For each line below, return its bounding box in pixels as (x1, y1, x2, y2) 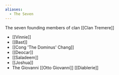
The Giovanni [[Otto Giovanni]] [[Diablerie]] (12, 64, 99, 70)
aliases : (5, 7, 23, 12)
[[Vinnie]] (12, 34, 32, 40)
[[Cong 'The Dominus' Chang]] (12, 44, 74, 50)
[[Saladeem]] (12, 54, 39, 60)
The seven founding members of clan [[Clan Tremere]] (5, 25, 115, 30)
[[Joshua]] (12, 60, 34, 65)
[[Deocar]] (12, 49, 34, 55)
